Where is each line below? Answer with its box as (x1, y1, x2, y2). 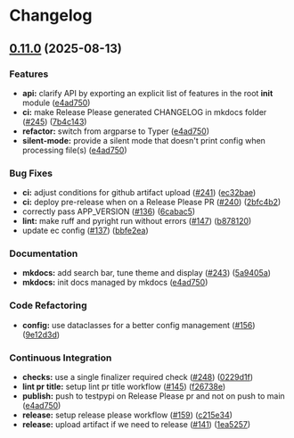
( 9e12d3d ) (21, 329, 61, 340)
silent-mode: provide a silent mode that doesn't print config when (21, 135, 265, 145)
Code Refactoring (9, 300, 87, 312)
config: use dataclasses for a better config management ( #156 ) (21, 319, 256, 330)
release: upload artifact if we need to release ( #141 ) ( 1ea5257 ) (21, 419, 251, 430)
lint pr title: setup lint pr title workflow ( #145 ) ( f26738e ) (21, 381, 226, 393)
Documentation (9, 247, 78, 260)
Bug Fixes (9, 167, 53, 179)
